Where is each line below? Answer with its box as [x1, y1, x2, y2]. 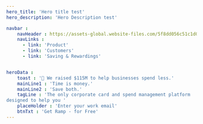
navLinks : [17, 37, 45, 43]
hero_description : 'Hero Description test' [6, 14, 118, 20]
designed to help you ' [6, 98, 66, 104]
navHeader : [17, 31, 47, 37]
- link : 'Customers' [22, 48, 74, 54]
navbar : [6, 25, 28, 31]
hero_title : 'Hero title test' [6, 8, 85, 15]
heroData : [6, 69, 34, 75]
